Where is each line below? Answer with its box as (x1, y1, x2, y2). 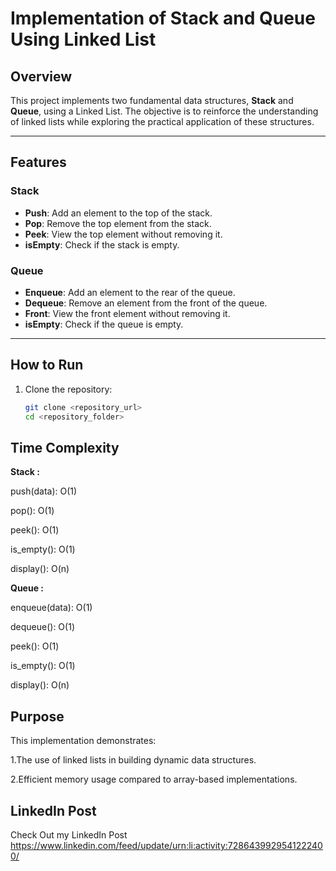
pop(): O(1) (10, 505, 55, 517)
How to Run (10, 357, 84, 374)
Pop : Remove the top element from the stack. (24, 217, 212, 229)
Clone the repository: (24, 383, 113, 395)
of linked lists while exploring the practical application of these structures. (10, 116, 315, 127)
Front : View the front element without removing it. (24, 307, 231, 319)
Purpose (10, 708, 65, 725)
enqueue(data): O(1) (10, 602, 93, 614)
